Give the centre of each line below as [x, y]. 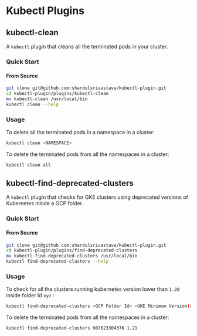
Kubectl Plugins [45, 11]
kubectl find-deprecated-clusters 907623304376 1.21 [72, 328]
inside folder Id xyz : [30, 296]
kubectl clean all [28, 165]
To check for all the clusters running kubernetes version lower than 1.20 [93, 289]
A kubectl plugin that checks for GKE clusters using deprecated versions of [97, 197]
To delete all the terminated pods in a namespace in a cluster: [80, 132]
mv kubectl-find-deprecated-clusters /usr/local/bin [72, 256]
